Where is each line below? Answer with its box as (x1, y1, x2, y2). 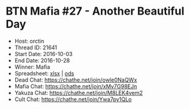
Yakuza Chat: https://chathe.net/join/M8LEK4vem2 (14, 89, 143, 96)
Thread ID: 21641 (14, 44, 57, 51)
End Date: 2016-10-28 (14, 57, 70, 64)
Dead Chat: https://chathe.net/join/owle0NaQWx (14, 76, 137, 83)
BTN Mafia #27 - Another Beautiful (5, 4, 185, 18)
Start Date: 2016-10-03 (14, 50, 73, 57)
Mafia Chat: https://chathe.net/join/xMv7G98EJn (14, 82, 137, 90)
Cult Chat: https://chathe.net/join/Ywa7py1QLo (14, 96, 132, 103)
